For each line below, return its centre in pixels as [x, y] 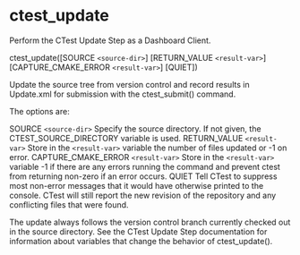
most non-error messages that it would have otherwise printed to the [137, 185]
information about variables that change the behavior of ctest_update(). [141, 241]
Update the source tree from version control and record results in [129, 84]
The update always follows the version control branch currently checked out [150, 222]
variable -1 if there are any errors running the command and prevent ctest [145, 166]
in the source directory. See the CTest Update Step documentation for [138, 231]
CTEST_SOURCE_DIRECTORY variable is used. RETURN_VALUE [126, 138]
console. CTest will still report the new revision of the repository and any [143, 195]
